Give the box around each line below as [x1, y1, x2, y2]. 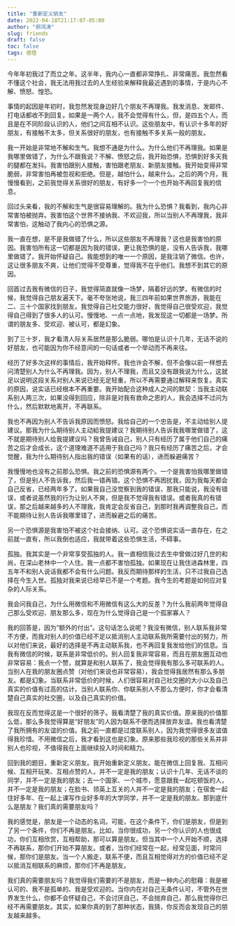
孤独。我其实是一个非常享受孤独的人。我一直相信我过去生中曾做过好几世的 [7, 549, 222, 558]
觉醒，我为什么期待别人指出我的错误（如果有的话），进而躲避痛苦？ [7, 452, 201, 461]
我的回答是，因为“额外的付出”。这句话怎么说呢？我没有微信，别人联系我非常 [7, 623, 227, 632]
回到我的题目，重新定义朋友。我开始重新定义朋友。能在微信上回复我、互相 [7, 758, 222, 767]
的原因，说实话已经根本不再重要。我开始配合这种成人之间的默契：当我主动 [7, 384, 222, 393]
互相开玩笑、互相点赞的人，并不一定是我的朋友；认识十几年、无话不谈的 [19, 767, 228, 776]
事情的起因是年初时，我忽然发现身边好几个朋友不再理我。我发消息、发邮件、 [7, 102, 228, 110]
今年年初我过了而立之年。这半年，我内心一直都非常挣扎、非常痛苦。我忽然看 [7, 70, 228, 78]
